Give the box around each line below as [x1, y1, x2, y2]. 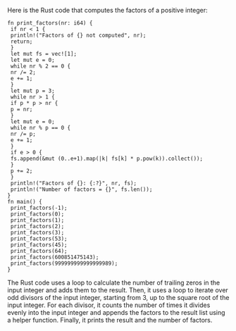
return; [10, 38, 33, 45]
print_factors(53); [10, 235, 68, 242]
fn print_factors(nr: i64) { [7, 20, 93, 27]
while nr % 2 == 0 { [10, 63, 71, 70]
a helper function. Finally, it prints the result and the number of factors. [7, 316, 213, 324]
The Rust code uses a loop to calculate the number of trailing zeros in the [7, 278, 221, 287]
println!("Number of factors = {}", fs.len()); [10, 186, 153, 193]
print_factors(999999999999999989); [10, 260, 118, 267]
